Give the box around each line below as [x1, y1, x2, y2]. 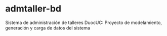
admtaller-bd [5, 3, 62, 14]
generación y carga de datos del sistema [5, 24, 90, 30]
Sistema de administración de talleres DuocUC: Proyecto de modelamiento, [5, 19, 162, 25]
